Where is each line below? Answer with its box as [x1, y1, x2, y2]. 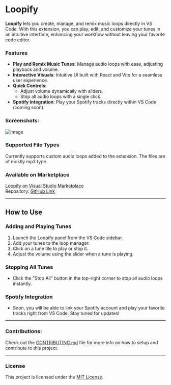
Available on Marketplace [5, 171, 70, 178]
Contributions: [5, 328, 42, 335]
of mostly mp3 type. [5, 158, 48, 164]
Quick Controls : [12, 83, 47, 89]
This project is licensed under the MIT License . [5, 374, 104, 380]
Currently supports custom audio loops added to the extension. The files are [5, 153, 165, 159]
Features [5, 49, 28, 57]
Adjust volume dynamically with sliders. [20, 88, 103, 94]
